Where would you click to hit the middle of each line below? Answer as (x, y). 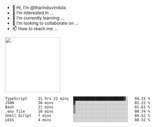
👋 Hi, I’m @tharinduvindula (39, 8)
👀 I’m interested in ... (33, 13)
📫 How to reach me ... (35, 29)
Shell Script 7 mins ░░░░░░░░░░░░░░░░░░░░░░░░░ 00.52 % (78, 116)
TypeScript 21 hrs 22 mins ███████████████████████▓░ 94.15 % (78, 99)
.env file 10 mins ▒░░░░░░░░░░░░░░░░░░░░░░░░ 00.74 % (78, 111)
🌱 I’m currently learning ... (38, 18)
